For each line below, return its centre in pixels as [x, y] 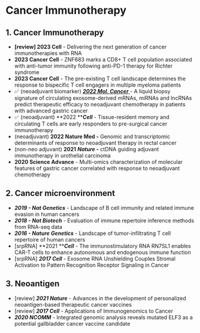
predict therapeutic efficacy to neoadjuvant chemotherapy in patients [100, 104]
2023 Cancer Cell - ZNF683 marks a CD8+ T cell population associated [103, 59]
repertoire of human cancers [50, 239]
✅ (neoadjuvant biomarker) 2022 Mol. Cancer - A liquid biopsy [92, 91]
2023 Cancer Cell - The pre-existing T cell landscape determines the [100, 79]
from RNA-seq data [38, 227]
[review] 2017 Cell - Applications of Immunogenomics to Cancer [94, 311]
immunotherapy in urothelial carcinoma [63, 155]
